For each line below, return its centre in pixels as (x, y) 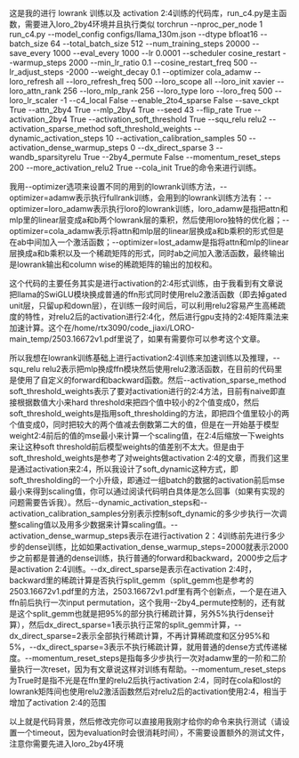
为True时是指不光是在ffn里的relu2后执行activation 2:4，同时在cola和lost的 (145, 680)
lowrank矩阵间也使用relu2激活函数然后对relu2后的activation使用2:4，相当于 (148, 691)
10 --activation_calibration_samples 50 (176, 138)
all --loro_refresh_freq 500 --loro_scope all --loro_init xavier (166, 81)
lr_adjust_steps (36, 72)
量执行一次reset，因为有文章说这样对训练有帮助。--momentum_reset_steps (148, 669)
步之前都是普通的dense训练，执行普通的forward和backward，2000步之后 (145, 558)
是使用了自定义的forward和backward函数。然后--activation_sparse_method (148, 380)
